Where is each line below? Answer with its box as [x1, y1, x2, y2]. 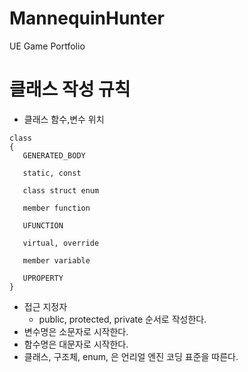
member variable [22, 255, 91, 266]
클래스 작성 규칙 [9, 78, 131, 101]
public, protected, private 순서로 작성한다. [38, 313, 207, 325]
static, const [22, 168, 82, 178]
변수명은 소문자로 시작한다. [23, 325, 129, 337]
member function [22, 203, 91, 213]
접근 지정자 [23, 300, 68, 312]
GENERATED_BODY [22, 150, 86, 161]
